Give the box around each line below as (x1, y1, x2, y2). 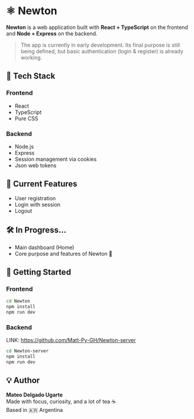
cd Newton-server (6, 348, 49, 354)
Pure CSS (14, 115, 38, 122)
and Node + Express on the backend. (6, 30, 98, 37)
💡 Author (6, 375, 40, 385)
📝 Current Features (6, 179, 78, 189)
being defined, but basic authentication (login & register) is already (20, 47, 183, 54)
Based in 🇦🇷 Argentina (6, 406, 63, 413)
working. (20, 54, 43, 61)
